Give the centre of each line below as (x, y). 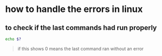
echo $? (13, 39)
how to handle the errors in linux (74, 9)
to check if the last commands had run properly (81, 28)
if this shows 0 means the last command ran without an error (80, 48)
